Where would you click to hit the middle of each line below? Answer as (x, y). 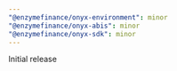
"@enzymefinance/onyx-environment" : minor (88, 17)
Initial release (32, 59)
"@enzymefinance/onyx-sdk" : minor (72, 34)
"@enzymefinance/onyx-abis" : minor (74, 26)
